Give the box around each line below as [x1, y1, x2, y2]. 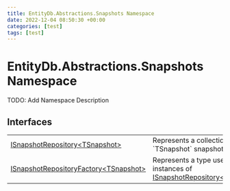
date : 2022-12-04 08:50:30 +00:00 [7, 16, 106, 23]
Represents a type [153, 155, 212, 165]
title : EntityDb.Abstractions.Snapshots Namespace [7, 10, 155, 17]
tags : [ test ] [7, 29, 44, 36]
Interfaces [7, 116, 53, 128]
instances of [153, 164, 193, 173]
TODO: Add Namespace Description [7, 96, 110, 104]
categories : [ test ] [7, 23, 63, 30]
